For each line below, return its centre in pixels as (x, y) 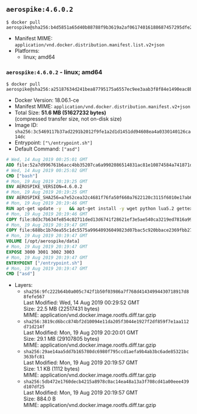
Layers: (23, 285)
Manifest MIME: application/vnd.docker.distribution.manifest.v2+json (102, 107)
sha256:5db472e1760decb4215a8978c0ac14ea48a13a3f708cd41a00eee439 (106, 382)
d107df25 (34, 387)
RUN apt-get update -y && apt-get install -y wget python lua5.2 (90, 208)
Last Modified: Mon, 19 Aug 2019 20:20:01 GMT (81, 333)
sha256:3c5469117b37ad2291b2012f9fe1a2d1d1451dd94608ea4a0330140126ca (103, 132)
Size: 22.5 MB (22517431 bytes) (61, 309)
